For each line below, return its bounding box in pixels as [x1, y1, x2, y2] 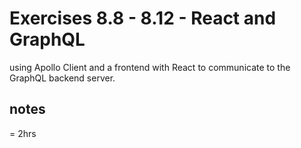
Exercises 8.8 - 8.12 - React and [9, 7, 277, 30]
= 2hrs [9, 127, 37, 139]
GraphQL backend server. [9, 72, 116, 84]
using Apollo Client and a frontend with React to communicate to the [9, 61, 291, 73]
